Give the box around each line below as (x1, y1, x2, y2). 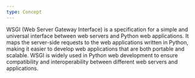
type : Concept (6, 9, 43, 15)
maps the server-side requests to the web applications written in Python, (6, 38, 188, 46)
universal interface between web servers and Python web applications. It (6, 32, 190, 40)
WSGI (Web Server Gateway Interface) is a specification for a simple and (6, 26, 188, 33)
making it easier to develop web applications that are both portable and (6, 45, 185, 52)
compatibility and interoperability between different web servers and (6, 58, 178, 65)
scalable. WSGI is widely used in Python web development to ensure (6, 51, 178, 58)
